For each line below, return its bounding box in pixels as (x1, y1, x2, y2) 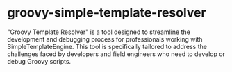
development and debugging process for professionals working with (7, 35, 203, 43)
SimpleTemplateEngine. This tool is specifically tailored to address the (7, 42, 207, 51)
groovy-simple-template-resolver (7, 5, 206, 21)
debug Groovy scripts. (7, 57, 72, 65)
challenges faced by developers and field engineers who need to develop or (7, 50, 226, 58)
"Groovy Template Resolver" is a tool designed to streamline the (7, 28, 191, 36)
